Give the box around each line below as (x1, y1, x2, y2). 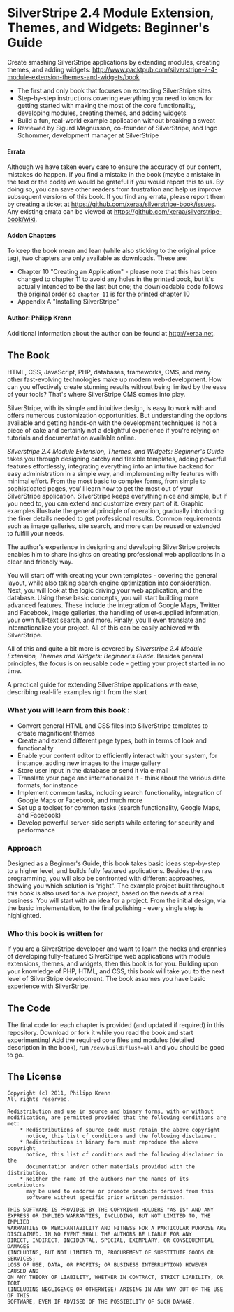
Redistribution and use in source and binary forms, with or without (7, 1108, 214, 1115)
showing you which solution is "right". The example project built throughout (7, 881, 225, 890)
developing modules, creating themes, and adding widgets (17, 109, 187, 117)
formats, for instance (17, 780, 78, 790)
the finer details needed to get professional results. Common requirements (7, 514, 222, 523)
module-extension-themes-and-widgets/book (7, 72, 140, 81)
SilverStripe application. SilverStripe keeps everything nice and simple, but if (7, 492, 228, 501)
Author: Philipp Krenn (7, 313, 72, 322)
